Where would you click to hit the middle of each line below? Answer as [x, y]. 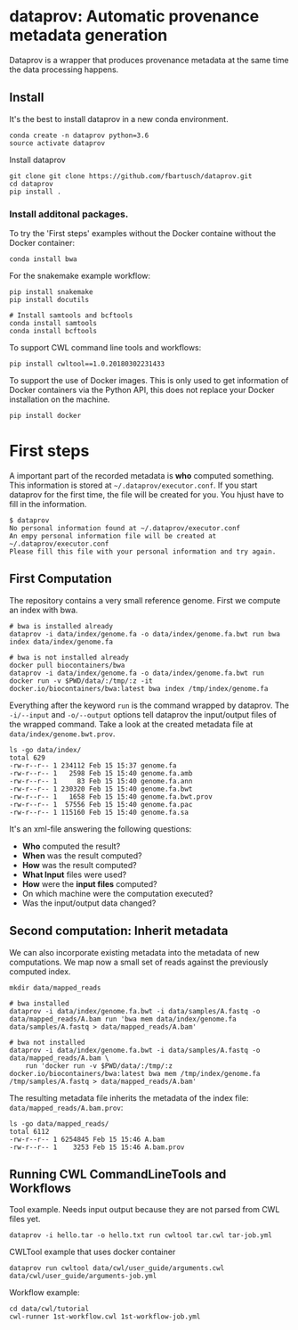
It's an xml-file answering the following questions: [101, 829]
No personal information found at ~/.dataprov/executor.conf [125, 528]
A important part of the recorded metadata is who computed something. [141, 475]
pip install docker [45, 416]
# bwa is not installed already [69, 657]
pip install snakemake [51, 292]
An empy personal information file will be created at [113, 536]
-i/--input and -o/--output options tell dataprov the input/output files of [143, 714]
